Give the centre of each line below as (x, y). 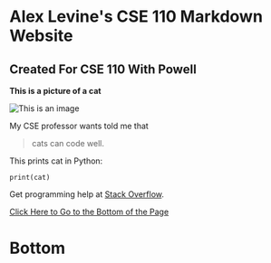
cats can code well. (68, 143)
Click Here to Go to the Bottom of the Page (89, 211)
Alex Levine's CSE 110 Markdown (136, 17)
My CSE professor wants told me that (79, 126)
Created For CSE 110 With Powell (103, 69)
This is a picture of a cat (55, 91)
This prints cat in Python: (56, 161)
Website (41, 36)
